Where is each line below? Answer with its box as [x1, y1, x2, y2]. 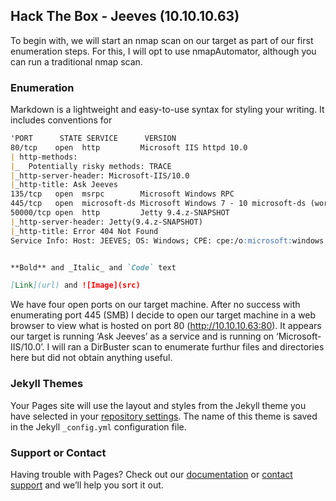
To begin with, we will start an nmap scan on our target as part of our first [10, 34, 314, 46]
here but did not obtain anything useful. [10, 352, 173, 364]
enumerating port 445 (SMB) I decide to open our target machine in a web [10, 309, 317, 321]
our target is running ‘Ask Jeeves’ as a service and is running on [10, 330, 275, 343]
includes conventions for [10, 114, 113, 126]
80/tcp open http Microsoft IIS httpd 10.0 [10, 142, 248, 153]
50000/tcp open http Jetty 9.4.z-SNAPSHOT [10, 208, 230, 218]
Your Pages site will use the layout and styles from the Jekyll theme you [10, 399, 307, 411]
